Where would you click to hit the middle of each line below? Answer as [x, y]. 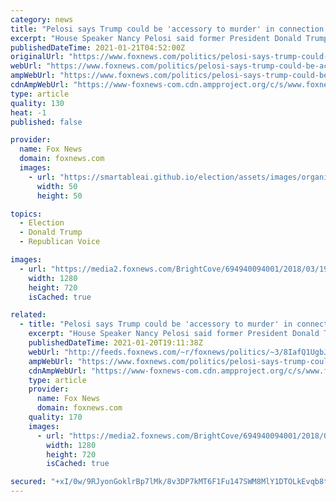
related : [28, 315]
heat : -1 [28, 112]
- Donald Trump [51, 232]
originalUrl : [37, 57]
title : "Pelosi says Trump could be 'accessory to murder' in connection [167, 29]
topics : [26, 214]
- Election [42, 223]
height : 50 [59, 196]
